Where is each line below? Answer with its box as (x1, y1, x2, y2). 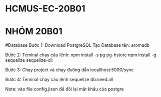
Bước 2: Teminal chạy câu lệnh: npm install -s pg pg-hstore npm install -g (5, 52, 156, 58)
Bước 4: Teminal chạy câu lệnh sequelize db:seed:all (5, 77, 113, 83)
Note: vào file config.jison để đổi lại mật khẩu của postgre (5, 86, 124, 92)
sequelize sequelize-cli (5, 57, 53, 63)
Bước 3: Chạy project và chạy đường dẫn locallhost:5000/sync (5, 67, 134, 73)
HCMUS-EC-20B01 (5, 3, 85, 14)
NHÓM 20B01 (5, 26, 62, 37)
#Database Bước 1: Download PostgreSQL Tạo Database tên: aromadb (5, 42, 150, 48)
